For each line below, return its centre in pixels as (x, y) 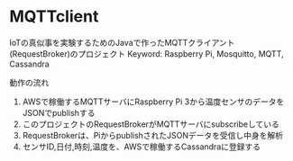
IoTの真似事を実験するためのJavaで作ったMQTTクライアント (122, 42)
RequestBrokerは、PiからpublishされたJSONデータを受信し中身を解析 (153, 135)
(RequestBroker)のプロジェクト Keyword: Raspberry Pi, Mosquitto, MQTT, (146, 54)
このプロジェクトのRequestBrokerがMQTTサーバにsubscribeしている (151, 124)
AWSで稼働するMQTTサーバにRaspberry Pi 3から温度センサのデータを (153, 102)
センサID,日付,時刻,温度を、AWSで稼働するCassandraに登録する (142, 147)
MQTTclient (54, 17)
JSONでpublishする (59, 112)
